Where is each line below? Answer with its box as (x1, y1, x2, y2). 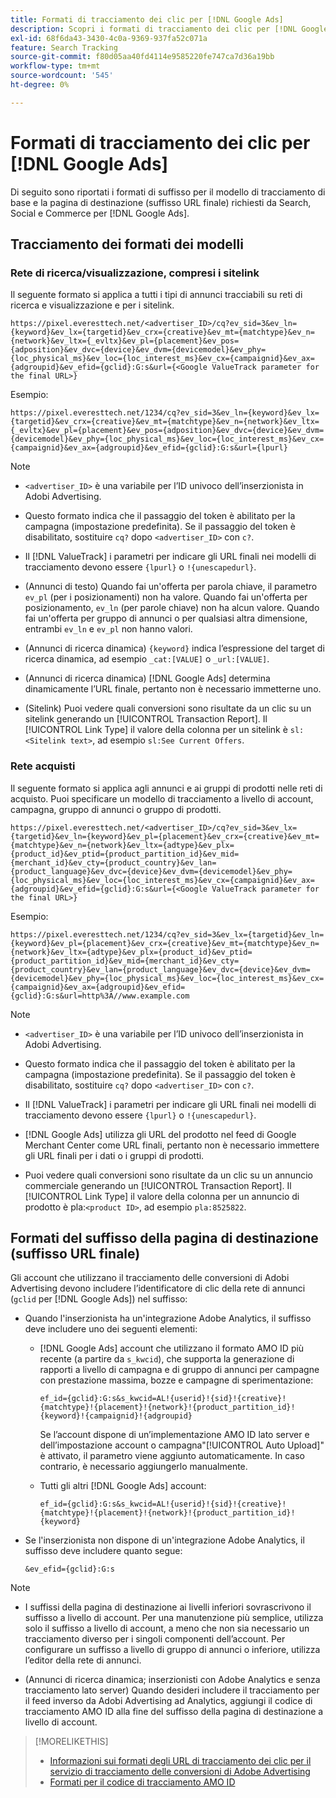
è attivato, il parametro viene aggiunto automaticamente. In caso (39, 1450, 306, 1462)
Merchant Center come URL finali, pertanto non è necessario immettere (24, 1139, 320, 1151)
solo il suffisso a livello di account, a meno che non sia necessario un (24, 1622, 310, 1635)
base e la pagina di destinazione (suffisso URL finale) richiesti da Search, (10, 196, 312, 208)
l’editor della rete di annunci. (24, 1654, 142, 1666)
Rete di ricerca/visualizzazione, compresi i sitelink (10, 266, 260, 280)
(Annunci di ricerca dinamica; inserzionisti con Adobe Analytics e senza (24, 1674, 321, 1686)
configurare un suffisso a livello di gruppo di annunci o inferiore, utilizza (24, 1644, 321, 1656)
